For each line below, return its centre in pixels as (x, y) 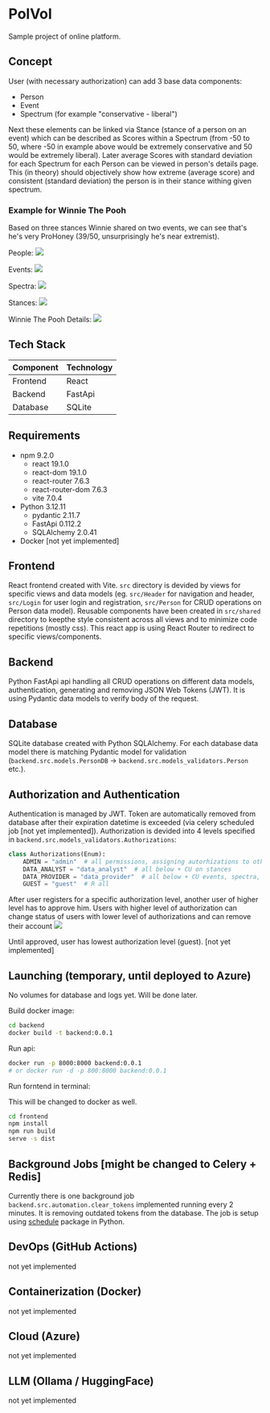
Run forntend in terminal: (49, 1086)
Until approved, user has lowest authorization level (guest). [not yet (120, 942)
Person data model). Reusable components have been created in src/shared (135, 611)
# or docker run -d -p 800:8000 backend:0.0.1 (88, 1071)
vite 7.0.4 (47, 498)
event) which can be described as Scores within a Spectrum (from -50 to (129, 138)
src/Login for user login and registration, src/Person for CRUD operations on (135, 603)
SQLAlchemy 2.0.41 (64, 532)
